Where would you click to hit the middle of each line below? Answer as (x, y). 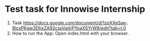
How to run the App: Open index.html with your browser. (70, 33)
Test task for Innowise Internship (75, 9)
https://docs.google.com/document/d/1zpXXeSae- (75, 23)
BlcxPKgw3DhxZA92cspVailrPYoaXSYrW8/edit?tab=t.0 (69, 28)
